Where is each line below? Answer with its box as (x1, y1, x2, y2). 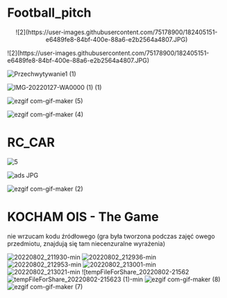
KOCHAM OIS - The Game (7, 209, 159, 225)
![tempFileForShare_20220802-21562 (81, 267, 190, 276)
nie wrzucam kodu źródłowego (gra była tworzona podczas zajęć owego (7, 232, 215, 240)
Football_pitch (7, 5, 92, 21)
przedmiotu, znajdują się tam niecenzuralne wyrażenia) (7, 239, 165, 248)
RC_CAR (7, 134, 56, 150)
